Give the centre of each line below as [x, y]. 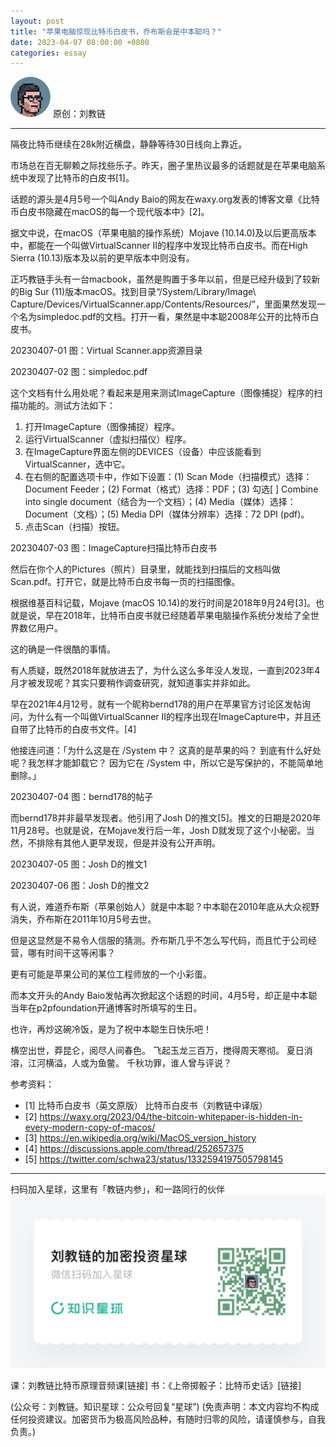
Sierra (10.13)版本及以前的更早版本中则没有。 [102, 258]
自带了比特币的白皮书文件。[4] [73, 729]
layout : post [37, 21]
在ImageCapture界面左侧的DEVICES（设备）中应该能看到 [143, 452]
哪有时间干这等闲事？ [71, 953]
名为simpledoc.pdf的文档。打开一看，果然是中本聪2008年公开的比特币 [164, 317]
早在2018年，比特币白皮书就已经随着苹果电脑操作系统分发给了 [173, 616]
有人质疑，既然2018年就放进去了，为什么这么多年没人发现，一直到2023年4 [165, 671]
